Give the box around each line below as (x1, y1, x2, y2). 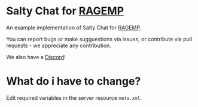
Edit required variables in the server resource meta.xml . (6, 94, 142, 101)
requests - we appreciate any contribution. (6, 42, 112, 49)
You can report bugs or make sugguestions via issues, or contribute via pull (6, 35, 193, 42)
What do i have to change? (6, 75, 141, 88)
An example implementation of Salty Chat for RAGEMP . (6, 24, 142, 31)
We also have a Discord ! (6, 53, 66, 60)
